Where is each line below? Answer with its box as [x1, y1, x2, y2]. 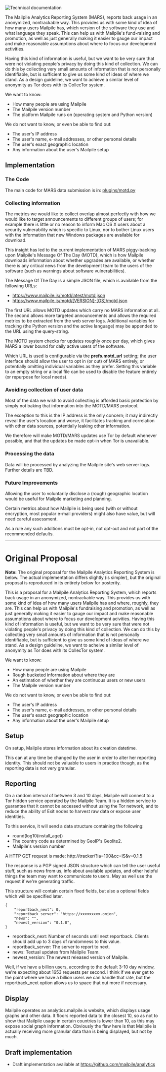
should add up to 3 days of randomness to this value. [12, 939, 121, 945]
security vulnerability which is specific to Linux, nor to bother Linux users [5, 226, 154, 233]
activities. [5, 46, 25, 52]
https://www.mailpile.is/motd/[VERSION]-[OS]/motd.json [12, 298, 127, 304]
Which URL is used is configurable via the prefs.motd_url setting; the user [5, 353, 157, 359]
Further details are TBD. [5, 467, 53, 473]
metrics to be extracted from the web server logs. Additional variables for [5, 317, 155, 323]
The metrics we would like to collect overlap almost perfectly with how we [5, 211, 156, 217]
